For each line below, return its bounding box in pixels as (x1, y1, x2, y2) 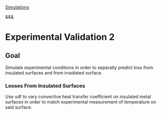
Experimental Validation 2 (5, 31, 115, 43)
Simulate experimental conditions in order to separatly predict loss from (5, 64, 153, 70)
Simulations (5, 4, 30, 10)
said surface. (5, 104, 33, 110)
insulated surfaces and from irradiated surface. (5, 70, 103, 75)
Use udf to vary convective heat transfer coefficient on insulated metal (5, 93, 151, 99)
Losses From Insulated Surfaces (5, 82, 85, 89)
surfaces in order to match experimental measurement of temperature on (5, 99, 156, 105)
